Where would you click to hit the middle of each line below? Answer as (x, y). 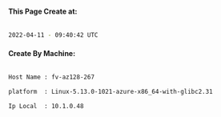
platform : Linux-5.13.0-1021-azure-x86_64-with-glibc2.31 (111, 92)
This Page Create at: (43, 11)
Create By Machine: (42, 53)
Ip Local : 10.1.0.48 (46, 107)
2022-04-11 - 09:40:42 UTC (53, 35)
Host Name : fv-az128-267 (51, 77)
